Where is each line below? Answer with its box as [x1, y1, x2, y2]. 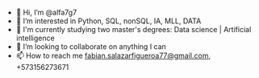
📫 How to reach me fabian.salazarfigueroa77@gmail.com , [15, 51, 211, 60]
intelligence [15, 33, 55, 43]
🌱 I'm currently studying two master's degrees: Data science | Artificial [15, 25, 252, 34]
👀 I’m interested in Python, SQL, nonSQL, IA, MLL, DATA [15, 16, 202, 26]
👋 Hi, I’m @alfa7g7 [15, 8, 77, 17]
